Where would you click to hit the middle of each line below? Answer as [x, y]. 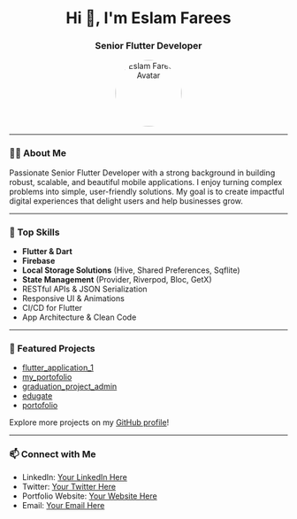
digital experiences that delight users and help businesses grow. [126, 201]
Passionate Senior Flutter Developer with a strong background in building [142, 173]
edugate [37, 396]
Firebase [38, 261]
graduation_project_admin [69, 387]
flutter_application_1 [58, 368]
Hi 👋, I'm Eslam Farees [148, 18]
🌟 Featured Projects [52, 349]
